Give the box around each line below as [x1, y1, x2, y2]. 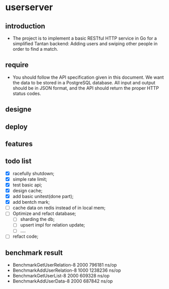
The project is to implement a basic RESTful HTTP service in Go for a [12, 35, 157, 41]
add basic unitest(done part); [12, 194, 74, 200]
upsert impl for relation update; [20, 222, 85, 228]
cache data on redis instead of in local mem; [12, 205, 106, 211]
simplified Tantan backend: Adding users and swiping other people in [12, 41, 158, 47]
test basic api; [12, 182, 42, 188]
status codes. [12, 90, 42, 97]
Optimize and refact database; [12, 210, 76, 217]
